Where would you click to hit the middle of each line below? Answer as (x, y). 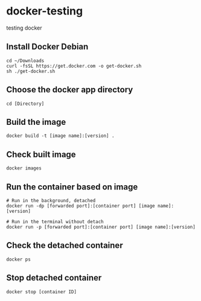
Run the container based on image (72, 187)
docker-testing (45, 11)
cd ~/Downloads (25, 61)
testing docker (24, 28)
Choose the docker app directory (70, 90)
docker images (24, 168)
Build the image (36, 122)
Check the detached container (65, 246)
